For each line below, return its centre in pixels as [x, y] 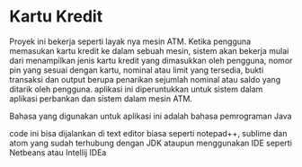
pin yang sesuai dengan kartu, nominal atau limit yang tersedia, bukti [137, 70]
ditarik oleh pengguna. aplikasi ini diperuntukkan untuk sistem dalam [136, 89]
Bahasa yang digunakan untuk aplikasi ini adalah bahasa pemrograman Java [151, 116]
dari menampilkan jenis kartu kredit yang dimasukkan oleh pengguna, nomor [151, 60]
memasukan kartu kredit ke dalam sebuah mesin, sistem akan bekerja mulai [149, 50]
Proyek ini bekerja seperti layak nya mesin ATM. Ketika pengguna [130, 41]
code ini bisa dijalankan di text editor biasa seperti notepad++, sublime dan [148, 133]
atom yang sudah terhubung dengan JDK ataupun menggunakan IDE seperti [151, 143]
